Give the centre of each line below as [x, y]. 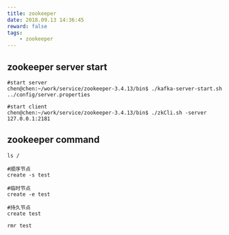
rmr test [20, 225]
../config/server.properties [49, 94]
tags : [15, 33]
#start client [27, 107]
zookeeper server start [57, 67]
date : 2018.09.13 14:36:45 [46, 20]
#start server [27, 82]
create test [24, 214]
